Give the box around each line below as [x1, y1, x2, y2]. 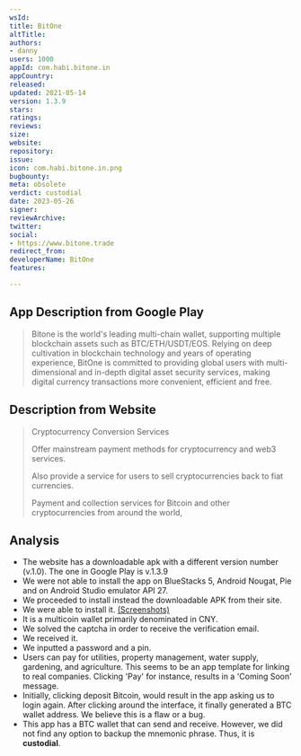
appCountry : [9, 72, 54, 81]
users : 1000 [9, 55, 54, 64]
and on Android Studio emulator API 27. [22, 585, 169, 596]
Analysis [9, 532, 60, 548]
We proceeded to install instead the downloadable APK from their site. [22, 594, 283, 606]
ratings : [9, 113, 42, 122]
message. [22, 681, 59, 691]
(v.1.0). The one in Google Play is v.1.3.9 [22, 567, 169, 577]
